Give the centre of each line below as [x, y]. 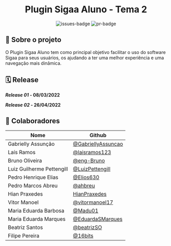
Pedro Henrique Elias [33, 177]
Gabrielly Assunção [31, 144]
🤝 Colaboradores [33, 121]
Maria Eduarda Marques [37, 219]
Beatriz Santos [26, 228]
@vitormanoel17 [93, 202]
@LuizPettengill [92, 169]
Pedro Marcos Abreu [33, 186]
